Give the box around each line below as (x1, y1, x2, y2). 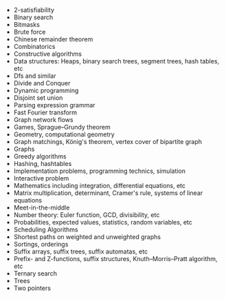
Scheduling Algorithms (13, 225, 78, 234)
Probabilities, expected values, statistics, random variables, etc (13, 218, 192, 226)
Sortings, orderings (13, 240, 69, 248)
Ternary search (13, 269, 57, 278)
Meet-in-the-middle (13, 203, 70, 212)
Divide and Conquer (13, 79, 71, 87)
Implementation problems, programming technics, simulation (13, 167, 186, 175)
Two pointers (13, 284, 52, 292)
